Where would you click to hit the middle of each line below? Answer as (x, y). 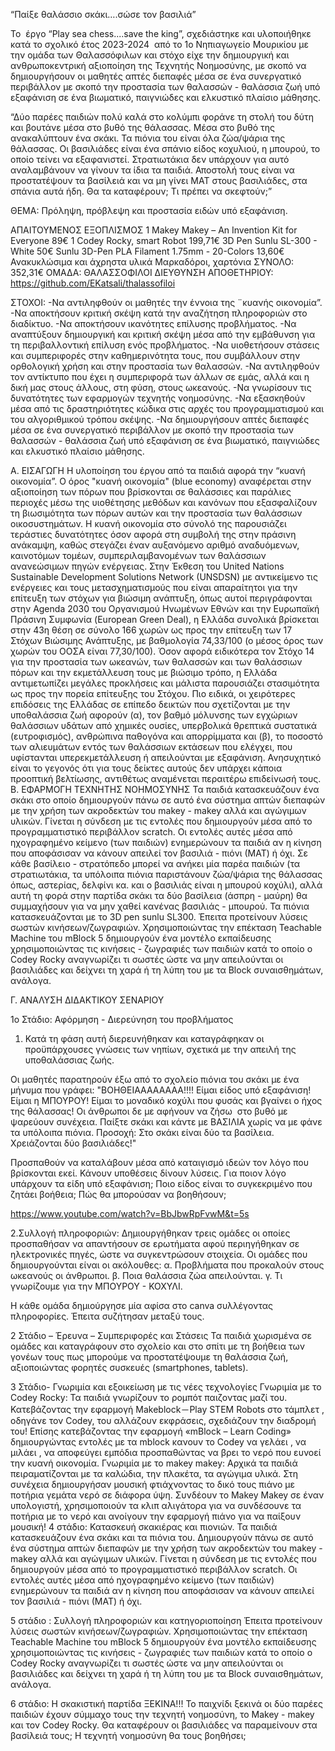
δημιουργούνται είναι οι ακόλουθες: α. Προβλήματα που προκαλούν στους (167, 1265)
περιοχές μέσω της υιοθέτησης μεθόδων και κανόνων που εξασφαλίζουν (164, 502)
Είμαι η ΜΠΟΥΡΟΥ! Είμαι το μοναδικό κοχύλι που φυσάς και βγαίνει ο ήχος (166, 1100)
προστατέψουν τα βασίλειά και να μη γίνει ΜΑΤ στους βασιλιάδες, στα (159, 180)
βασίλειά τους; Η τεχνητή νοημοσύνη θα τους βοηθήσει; (128, 1735)
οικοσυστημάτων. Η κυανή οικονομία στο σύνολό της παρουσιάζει (148, 523)
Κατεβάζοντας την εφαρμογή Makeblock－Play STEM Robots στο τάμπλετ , (167, 1409)
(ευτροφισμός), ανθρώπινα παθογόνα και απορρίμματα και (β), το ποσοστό (166, 736)
